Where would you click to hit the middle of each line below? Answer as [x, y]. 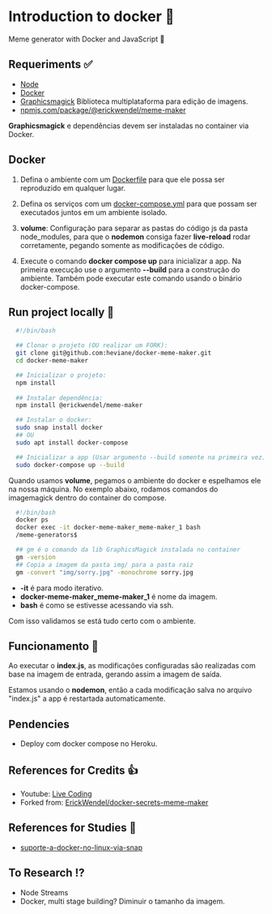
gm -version [36, 557]
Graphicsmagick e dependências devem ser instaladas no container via [129, 126]
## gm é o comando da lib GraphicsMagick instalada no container [128, 550]
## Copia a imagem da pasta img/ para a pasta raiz [105, 564]
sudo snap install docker [59, 428]
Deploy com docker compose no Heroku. [89, 744]
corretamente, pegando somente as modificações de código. [122, 245]
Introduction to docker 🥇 [91, 17]
